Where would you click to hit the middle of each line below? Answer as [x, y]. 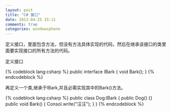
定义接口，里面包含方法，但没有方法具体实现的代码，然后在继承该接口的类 [83, 44]
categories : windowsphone [33, 29]
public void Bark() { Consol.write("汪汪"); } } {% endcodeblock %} [75, 104]
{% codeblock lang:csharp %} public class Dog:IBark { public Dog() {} [79, 98]
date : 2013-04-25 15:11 [31, 19]
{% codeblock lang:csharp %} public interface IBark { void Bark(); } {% [80, 72]
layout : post [19, 10]
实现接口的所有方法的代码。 [43, 51]
